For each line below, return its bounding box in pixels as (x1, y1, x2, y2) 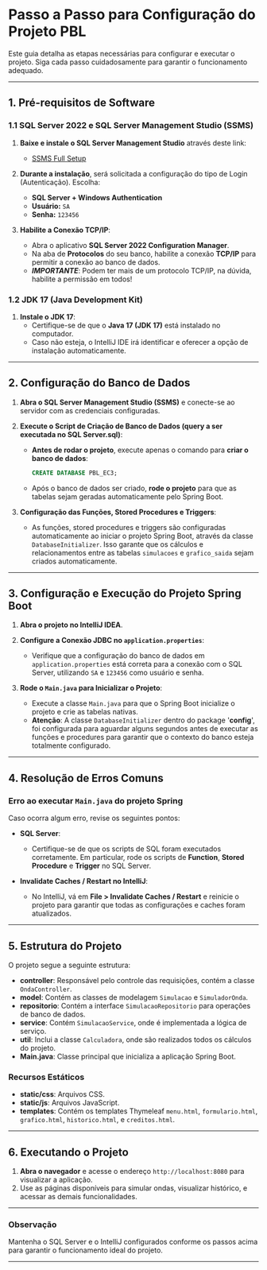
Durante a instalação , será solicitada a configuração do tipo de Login (19, 168, 248, 178)
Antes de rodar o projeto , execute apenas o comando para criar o (31, 445, 249, 455)
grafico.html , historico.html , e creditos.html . (19, 1115, 176, 1125)
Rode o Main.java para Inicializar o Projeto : (19, 683, 163, 693)
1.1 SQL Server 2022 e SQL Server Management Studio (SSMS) (8, 120, 254, 131)
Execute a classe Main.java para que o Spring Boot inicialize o (31, 699, 236, 708)
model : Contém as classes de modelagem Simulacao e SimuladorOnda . (19, 992, 249, 1002)
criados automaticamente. (31, 556, 118, 566)
